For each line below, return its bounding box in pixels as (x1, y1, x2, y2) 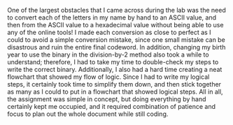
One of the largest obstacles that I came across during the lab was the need (7, 6, 226, 14)
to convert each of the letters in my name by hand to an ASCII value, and (7, 13, 217, 22)
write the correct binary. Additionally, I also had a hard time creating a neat (7, 66, 223, 73)
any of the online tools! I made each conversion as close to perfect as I (7, 28, 211, 36)
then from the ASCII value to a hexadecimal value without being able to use (7, 21, 224, 29)
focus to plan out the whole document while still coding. (7, 110, 169, 118)
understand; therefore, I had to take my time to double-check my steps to (7, 58, 219, 66)
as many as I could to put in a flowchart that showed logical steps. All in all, (7, 87, 223, 96)
